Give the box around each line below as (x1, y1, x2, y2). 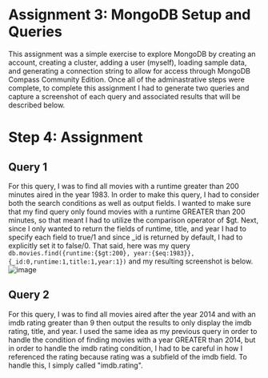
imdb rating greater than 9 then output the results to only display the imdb (8, 318, 252, 328)
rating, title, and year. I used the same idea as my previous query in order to (8, 326, 258, 336)
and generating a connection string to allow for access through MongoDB (8, 66, 250, 75)
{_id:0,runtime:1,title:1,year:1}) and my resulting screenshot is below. (8, 256, 254, 266)
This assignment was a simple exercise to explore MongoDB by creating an (8, 49, 256, 58)
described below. (8, 100, 66, 110)
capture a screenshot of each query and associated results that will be (8, 91, 241, 101)
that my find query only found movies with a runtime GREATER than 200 (8, 207, 246, 216)
